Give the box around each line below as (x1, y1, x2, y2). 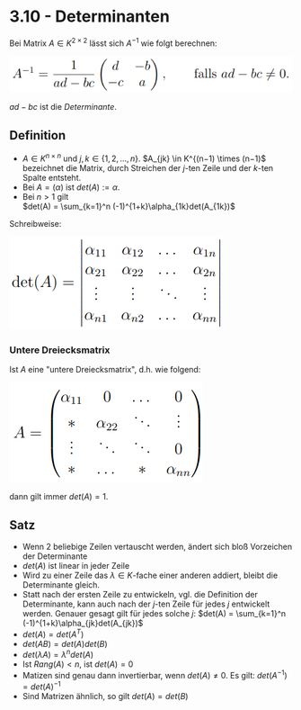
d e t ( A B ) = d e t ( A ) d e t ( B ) (22, 638, 108, 649)
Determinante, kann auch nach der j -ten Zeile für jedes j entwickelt (22, 598, 270, 609)
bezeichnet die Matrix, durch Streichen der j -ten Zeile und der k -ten (22, 162, 274, 173)
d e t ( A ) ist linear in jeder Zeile (22, 560, 130, 571)
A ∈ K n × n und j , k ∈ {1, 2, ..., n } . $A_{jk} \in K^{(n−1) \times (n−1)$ (22, 151, 267, 164)
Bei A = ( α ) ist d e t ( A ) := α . (22, 182, 120, 193)
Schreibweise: (9, 218, 62, 229)
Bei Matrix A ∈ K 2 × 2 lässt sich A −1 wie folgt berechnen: (9, 36, 217, 49)
